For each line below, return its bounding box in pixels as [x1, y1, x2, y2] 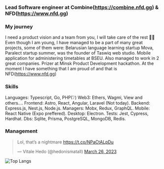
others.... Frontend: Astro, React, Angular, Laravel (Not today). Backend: [5, 100, 150, 106]
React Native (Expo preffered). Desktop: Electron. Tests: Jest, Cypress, [5, 110, 149, 116]
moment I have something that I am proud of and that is [5, 66, 117, 72]
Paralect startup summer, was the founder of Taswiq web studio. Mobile [5, 50, 151, 56]
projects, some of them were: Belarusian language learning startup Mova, [5, 45, 154, 51]
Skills [5, 83, 19, 90]
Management [5, 128, 38, 135]
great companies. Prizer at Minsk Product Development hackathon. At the [5, 60, 154, 66]
